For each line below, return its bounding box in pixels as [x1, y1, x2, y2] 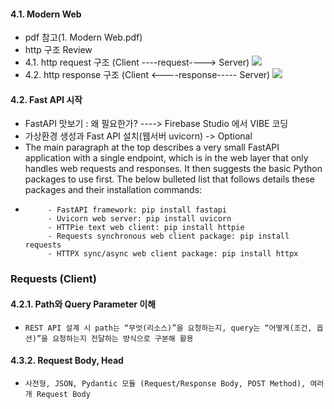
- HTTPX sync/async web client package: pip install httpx [47, 249, 299, 259]
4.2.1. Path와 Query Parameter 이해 [10, 298, 157, 310]
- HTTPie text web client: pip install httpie [47, 223, 245, 233]
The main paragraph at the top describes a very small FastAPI [24, 141, 280, 154]
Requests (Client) [10, 272, 97, 286]
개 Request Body [24, 389, 91, 399]
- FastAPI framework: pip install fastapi [47, 205, 227, 215]
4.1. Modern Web [10, 8, 82, 20]
